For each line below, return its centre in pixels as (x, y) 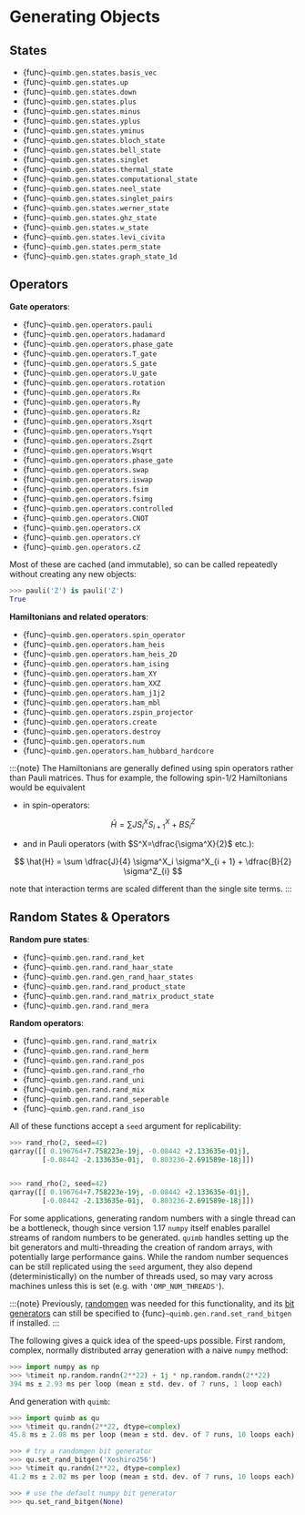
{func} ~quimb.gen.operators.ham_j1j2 (94, 692)
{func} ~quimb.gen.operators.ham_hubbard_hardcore (118, 750)
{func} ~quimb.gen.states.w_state (86, 227)
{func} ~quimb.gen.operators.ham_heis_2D (100, 654)
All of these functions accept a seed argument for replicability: (125, 1125)
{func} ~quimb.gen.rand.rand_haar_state (98, 966)
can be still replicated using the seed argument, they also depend (131, 1266)
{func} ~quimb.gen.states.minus (81, 111)
